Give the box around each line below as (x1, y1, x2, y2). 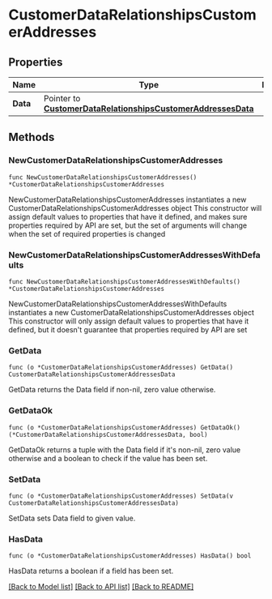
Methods (8, 130, 55, 144)
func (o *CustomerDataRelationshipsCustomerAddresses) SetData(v (8, 492, 233, 500)
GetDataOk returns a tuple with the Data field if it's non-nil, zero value (8, 444, 241, 455)
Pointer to (43, 93, 81, 104)
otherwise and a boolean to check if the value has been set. (8, 453, 208, 463)
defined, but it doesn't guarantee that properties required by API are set (8, 324, 248, 334)
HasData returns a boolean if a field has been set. (8, 566, 174, 576)
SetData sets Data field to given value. (8, 513, 136, 523)
